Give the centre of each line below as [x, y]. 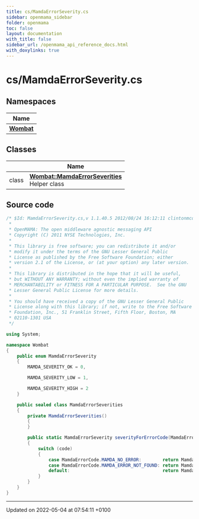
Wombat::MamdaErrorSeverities [76, 176]
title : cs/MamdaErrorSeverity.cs [47, 12]
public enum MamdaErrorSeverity [57, 356]
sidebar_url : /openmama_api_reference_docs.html [67, 45]
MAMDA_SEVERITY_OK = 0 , [57, 367]
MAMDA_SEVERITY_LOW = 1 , [58, 378]
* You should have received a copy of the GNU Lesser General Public [96, 301]
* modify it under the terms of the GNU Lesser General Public [88, 251]
